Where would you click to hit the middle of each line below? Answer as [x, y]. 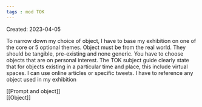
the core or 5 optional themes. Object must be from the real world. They [96, 47]
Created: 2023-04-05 [34, 29]
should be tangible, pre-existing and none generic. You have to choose [95, 53]
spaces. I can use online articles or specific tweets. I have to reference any [100, 73]
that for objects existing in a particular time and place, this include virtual [97, 66]
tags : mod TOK [25, 12]
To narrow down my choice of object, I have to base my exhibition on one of [101, 41]
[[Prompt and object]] [33, 91]
